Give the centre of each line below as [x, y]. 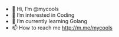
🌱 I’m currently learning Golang [49, 21]
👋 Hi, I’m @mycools [35, 9]
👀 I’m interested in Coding [43, 15]
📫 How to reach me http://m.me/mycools [62, 28]
